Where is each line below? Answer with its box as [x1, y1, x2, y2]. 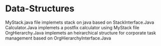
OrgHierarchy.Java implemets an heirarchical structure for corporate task [5, 30, 156, 36]
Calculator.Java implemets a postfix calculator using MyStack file [5, 24, 139, 30]
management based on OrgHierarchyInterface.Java [5, 35, 111, 41]
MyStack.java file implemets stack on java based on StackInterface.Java [5, 19, 154, 25]
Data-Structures [5, 3, 74, 14]
